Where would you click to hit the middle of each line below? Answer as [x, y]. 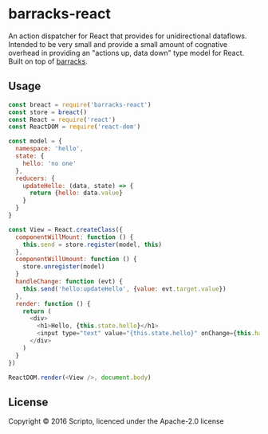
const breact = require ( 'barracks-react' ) [80, 104]
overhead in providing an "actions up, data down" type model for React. [126, 53]
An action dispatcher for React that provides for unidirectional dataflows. [128, 36]
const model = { [35, 141]
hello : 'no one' [50, 163]
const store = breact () [48, 112]
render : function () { [53, 303]
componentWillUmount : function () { [76, 260]
